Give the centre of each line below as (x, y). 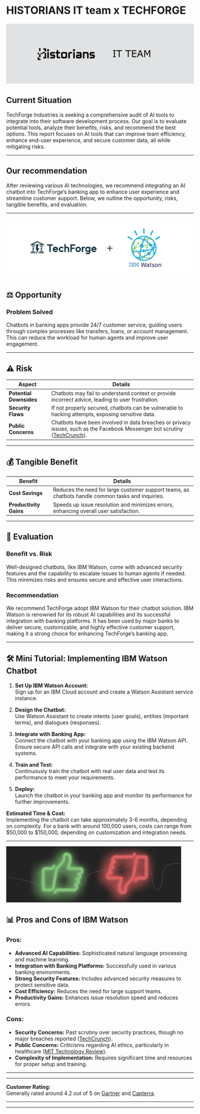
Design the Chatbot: (40, 710)
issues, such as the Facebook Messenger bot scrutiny (117, 429)
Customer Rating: (29, 1086)
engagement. (22, 344)
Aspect (27, 384)
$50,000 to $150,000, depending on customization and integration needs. (97, 832)
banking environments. (43, 972)
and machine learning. (42, 959)
